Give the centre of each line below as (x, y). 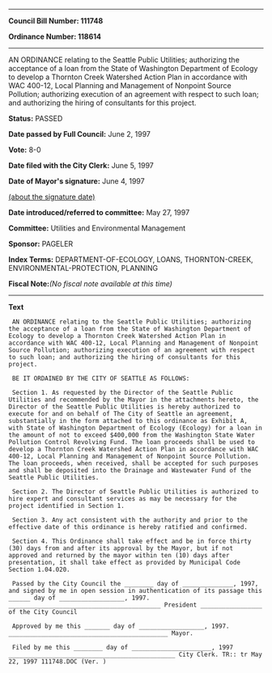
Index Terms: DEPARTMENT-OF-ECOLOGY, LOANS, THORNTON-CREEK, (131, 259)
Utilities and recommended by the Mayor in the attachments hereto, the (134, 400)
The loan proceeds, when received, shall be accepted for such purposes (134, 463)
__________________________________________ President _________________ (136, 605)
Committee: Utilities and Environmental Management (97, 228)
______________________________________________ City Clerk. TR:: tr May (136, 654)
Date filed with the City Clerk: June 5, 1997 (81, 165)
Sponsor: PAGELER (41, 244)
